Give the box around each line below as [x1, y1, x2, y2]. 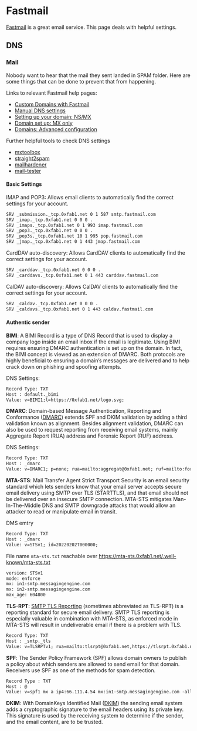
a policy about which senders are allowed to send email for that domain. [6, 660, 180, 667]
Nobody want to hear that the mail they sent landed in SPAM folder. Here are [6, 72, 191, 79]
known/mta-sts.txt [6, 559, 51, 566]
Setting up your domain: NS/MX [14, 113, 92, 120]
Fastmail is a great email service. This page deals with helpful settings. [6, 24, 177, 31]
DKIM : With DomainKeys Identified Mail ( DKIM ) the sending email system [6, 700, 183, 707]
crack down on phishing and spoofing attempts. [6, 363, 122, 370]
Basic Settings [6, 181, 42, 188]
